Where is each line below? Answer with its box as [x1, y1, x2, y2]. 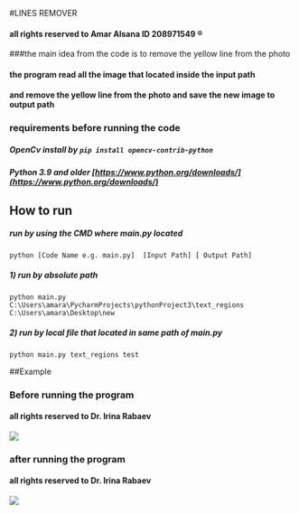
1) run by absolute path [9, 270, 98, 281]
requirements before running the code [9, 122, 181, 135]
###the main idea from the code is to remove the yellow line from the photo [9, 49, 291, 60]
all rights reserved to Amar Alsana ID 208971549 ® [9, 28, 203, 39]
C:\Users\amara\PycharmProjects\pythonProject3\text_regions [9, 300, 245, 310]
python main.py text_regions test [9, 350, 140, 360]
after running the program [9, 453, 126, 465]
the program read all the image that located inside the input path [9, 69, 256, 79]
